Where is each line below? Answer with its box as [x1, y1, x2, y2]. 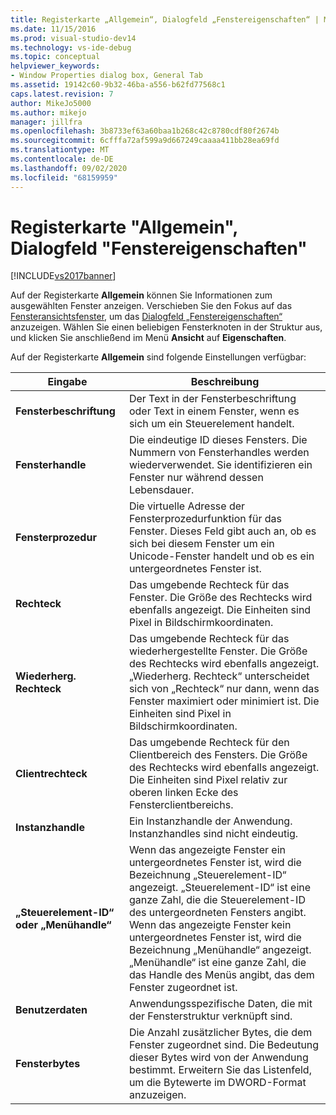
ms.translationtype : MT [10, 145, 110, 155]
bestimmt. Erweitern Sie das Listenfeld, [128, 1063, 312, 1077]
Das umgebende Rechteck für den [128, 736, 290, 750]
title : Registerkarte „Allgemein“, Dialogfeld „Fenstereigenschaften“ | [10, 14, 320, 25]
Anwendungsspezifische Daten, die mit [128, 997, 313, 1011]
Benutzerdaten [15, 1003, 88, 1017]
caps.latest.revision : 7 [10, 89, 114, 99]
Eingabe [47, 375, 88, 389]
